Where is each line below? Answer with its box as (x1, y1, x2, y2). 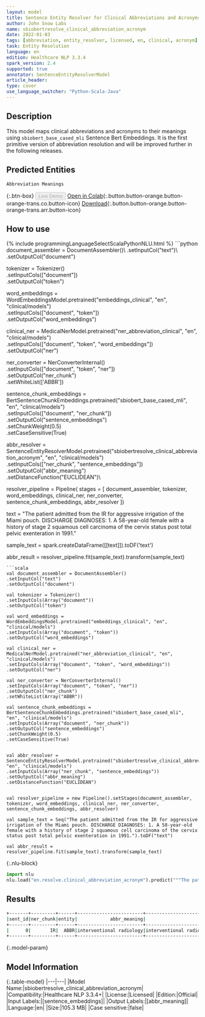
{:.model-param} (6, 944, 49, 952)
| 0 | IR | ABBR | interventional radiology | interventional (6, 927, 184, 933)
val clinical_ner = (6, 646, 56, 652)
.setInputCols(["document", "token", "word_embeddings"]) (6, 341, 154, 348)
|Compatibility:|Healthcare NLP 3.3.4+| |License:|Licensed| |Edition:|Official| (6, 991, 198, 999)
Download (81, 199, 108, 207)
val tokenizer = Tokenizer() (6, 592, 81, 598)
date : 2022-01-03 (6, 32, 51, 38)
